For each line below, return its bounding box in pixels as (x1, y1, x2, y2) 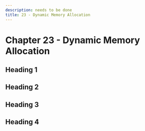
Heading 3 (5, 100, 39, 109)
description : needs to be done (5, 7, 72, 13)
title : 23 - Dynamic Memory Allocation (5, 12, 91, 17)
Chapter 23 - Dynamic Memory (5, 34, 140, 46)
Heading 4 (5, 118, 39, 126)
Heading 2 (5, 83, 39, 92)
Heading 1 (5, 65, 37, 74)
